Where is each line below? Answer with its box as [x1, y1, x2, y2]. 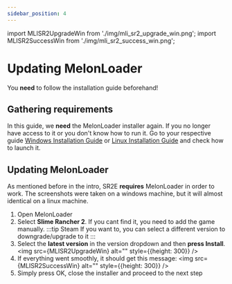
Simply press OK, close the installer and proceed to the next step [17, 269, 203, 277]
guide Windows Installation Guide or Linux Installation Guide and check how [7, 136, 224, 145]
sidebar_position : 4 [7, 10, 67, 17]
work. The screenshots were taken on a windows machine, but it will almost [7, 189, 223, 198]
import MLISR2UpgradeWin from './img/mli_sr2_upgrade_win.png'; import [7, 29, 217, 37]
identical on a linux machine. [7, 197, 89, 205]
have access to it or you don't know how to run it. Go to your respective [7, 129, 211, 138]
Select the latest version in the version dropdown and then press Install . [17, 240, 226, 248]
